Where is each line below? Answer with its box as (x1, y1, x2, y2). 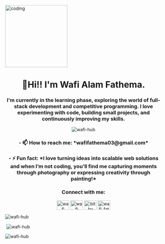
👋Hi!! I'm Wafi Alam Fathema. (21, 79, 145, 90)
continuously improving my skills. (42, 115, 125, 122)
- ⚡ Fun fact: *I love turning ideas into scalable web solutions (8, 155, 159, 162)
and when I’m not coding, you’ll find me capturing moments (10, 163, 157, 170)
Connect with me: (61, 189, 106, 196)
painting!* (70, 175, 97, 182)
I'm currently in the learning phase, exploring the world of (6, 97, 149, 104)
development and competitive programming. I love (29, 103, 153, 110)
